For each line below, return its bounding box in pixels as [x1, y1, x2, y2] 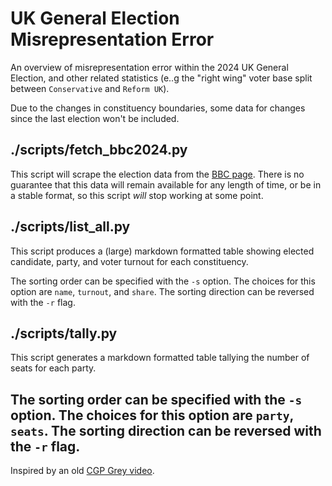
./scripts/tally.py [10, 325, 118, 342]
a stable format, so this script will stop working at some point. [10, 189, 264, 201]
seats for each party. [10, 362, 97, 374]
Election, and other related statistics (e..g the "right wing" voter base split [10, 72, 313, 84]
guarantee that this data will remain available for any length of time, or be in [10, 178, 322, 191]
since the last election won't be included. [10, 112, 180, 124]
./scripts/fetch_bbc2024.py [10, 142, 188, 159]
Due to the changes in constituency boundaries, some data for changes [10, 102, 306, 114]
